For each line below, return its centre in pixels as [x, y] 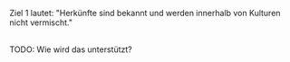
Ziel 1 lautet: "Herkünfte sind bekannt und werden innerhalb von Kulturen [145, 13]
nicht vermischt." [41, 22]
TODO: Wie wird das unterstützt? [71, 49]
